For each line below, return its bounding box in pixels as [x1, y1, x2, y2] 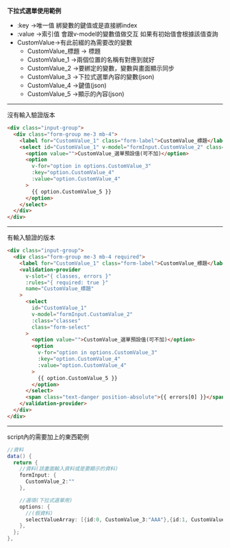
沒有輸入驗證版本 [7, 111, 55, 119]
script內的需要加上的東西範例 [7, 432, 90, 441]
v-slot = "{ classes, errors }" [25, 272, 112, 280]
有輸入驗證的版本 [7, 233, 55, 242]
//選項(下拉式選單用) [19, 497, 73, 503]
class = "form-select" [31, 324, 90, 331]
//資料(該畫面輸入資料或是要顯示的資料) [19, 466, 118, 473]
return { [13, 459, 38, 466]
